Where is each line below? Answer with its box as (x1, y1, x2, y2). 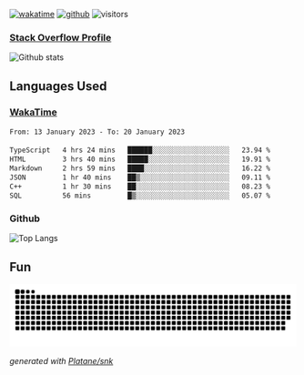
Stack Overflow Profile (9, 31, 112, 44)
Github (9, 212, 41, 225)
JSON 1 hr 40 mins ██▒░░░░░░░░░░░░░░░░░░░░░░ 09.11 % (9, 173, 271, 182)
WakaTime (9, 106, 57, 118)
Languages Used (9, 78, 107, 94)
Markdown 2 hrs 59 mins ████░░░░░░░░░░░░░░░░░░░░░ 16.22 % (9, 164, 271, 173)
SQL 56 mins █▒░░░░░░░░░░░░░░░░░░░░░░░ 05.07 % (9, 191, 271, 200)
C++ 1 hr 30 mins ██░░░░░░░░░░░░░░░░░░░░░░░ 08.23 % (9, 182, 271, 191)
